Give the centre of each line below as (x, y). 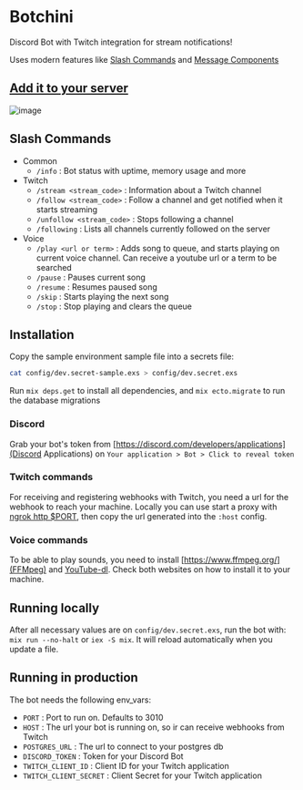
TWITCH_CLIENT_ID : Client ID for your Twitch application (126, 765)
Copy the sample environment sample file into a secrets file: (122, 356)
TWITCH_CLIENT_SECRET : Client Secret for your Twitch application (142, 775)
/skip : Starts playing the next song (102, 296)
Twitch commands (51, 477)
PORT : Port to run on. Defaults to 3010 (93, 717)
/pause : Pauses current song (91, 277)
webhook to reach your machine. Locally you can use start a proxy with (143, 507)
